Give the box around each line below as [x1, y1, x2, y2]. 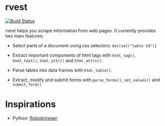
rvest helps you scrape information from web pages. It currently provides [5, 27, 156, 33]
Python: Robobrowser [12, 115, 57, 121]
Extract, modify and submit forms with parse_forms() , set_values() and [12, 77, 160, 83]
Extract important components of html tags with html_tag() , [12, 52, 136, 58]
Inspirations [5, 99, 56, 110]
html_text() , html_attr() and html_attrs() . [12, 57, 103, 63]
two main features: [5, 33, 44, 39]
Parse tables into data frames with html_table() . [12, 67, 112, 73]
